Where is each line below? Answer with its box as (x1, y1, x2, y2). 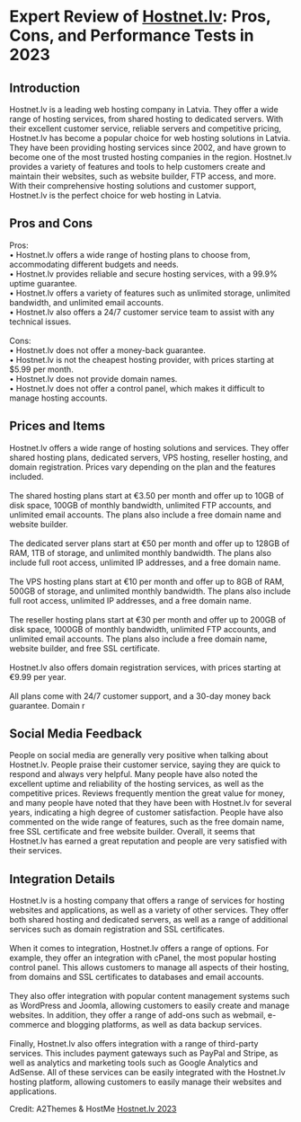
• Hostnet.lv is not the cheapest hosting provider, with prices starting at (9, 354, 274, 365)
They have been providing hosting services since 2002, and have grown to (9, 142, 287, 153)
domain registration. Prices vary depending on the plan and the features (9, 461, 276, 473)
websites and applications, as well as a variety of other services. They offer (9, 905, 289, 915)
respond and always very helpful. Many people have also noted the (9, 769, 258, 780)
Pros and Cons (9, 216, 93, 231)
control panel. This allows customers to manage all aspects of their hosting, (9, 962, 289, 973)
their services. (9, 845, 63, 856)
